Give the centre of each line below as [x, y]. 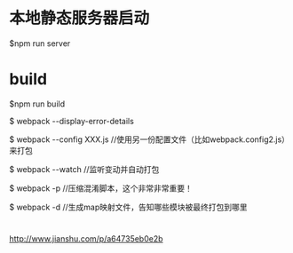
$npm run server [40, 43]
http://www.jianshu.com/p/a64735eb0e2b [86, 239]
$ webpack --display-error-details [72, 121]
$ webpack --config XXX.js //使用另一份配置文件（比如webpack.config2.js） [147, 139]
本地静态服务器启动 [79, 18]
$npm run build [37, 104]
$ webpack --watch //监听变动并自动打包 [84, 169]
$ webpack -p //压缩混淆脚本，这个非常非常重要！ [101, 188]
